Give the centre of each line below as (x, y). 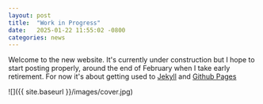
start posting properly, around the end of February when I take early (119, 69)
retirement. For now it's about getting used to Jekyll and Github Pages (122, 76)
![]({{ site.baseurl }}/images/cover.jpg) (71, 92)
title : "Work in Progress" (55, 23)
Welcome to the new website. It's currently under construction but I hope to (131, 60)
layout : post (30, 15)
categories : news (37, 37)
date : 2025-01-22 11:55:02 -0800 (67, 30)
